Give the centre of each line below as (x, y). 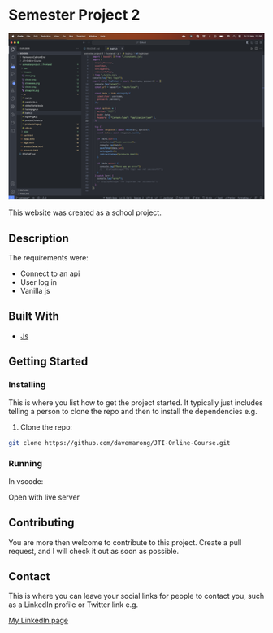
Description (39, 238)
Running (26, 464)
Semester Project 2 (74, 15)
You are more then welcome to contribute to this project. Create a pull (125, 542)
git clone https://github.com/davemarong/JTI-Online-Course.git (119, 443)
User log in (38, 282)
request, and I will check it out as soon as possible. (94, 551)
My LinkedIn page (39, 621)
